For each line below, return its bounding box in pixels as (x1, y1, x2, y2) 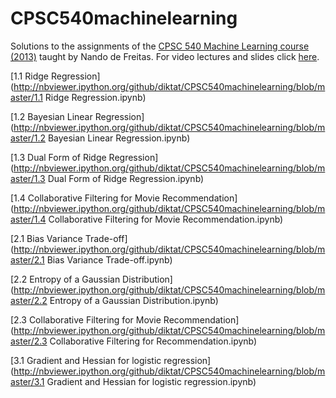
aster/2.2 (10, 294, 48, 306)
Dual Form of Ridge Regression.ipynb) (47, 172, 205, 184)
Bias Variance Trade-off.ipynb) (46, 253, 173, 266)
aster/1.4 (10, 213, 47, 225)
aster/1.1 (10, 91, 43, 103)
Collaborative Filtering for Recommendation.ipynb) (49, 335, 258, 347)
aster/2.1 (10, 253, 45, 266)
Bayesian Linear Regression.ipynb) (47, 132, 191, 144)
